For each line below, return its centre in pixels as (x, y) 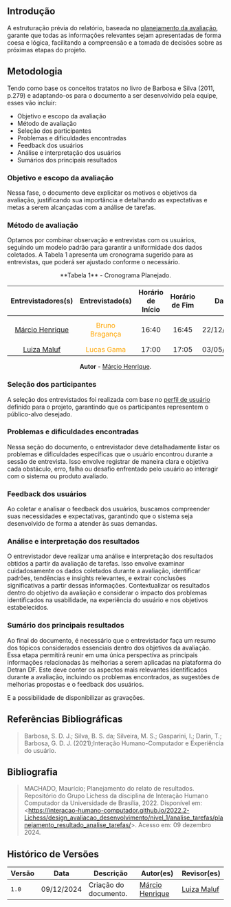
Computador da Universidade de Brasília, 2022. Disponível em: (113, 803)
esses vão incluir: (32, 103)
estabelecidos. (28, 608)
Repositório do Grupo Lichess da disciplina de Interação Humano (116, 796)
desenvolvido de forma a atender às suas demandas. (82, 524)
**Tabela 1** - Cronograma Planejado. (115, 275)
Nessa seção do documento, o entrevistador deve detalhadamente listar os (113, 447)
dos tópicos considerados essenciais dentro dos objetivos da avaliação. (109, 648)
